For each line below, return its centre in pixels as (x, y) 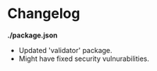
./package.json (32, 35)
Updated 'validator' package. (65, 50)
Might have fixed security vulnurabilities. (84, 59)
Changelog (44, 14)
